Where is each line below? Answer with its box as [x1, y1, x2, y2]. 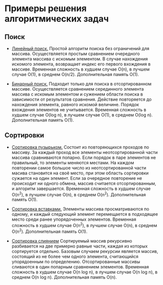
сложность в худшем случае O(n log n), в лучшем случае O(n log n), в [11, 269, 158, 275]
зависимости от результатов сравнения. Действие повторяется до [11, 96, 152, 102]
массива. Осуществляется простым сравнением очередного [11, 51, 140, 57]
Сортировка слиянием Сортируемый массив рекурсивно [11, 238, 132, 244]
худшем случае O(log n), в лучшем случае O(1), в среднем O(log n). [11, 112, 153, 117]
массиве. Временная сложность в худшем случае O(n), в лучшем [11, 66, 150, 72]
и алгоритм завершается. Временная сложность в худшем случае [11, 186, 151, 191]
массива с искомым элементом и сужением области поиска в [11, 91, 143, 97]
